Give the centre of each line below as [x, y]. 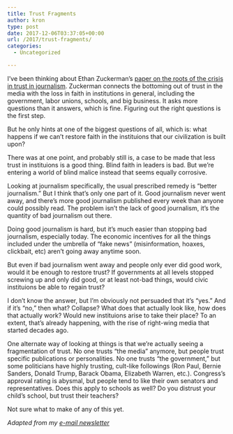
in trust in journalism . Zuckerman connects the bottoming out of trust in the [115, 86]
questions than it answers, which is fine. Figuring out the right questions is [114, 108]
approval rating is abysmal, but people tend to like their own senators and [113, 380]
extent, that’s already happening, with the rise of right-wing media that [108, 322]
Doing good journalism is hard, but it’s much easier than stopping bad [107, 229]
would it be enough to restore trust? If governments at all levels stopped [111, 272]
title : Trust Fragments [42, 14]
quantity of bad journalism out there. [60, 215]
